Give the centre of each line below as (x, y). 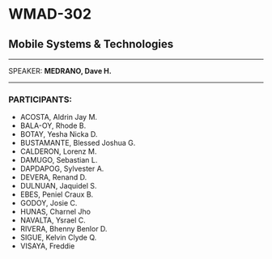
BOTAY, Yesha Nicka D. (59, 134)
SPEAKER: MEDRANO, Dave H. (60, 71)
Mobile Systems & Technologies (91, 44)
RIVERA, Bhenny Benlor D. (64, 229)
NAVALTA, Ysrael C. (53, 220)
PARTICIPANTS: (40, 100)
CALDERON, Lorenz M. (58, 151)
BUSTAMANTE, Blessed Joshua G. (78, 143)
